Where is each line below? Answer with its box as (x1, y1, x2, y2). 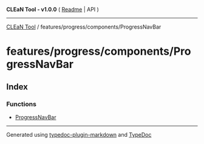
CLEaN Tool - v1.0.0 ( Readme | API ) (6, 6, 99, 13)
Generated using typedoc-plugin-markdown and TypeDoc (6, 131, 152, 138)
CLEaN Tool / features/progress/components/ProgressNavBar (6, 23, 161, 30)
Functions (6, 100, 36, 108)
